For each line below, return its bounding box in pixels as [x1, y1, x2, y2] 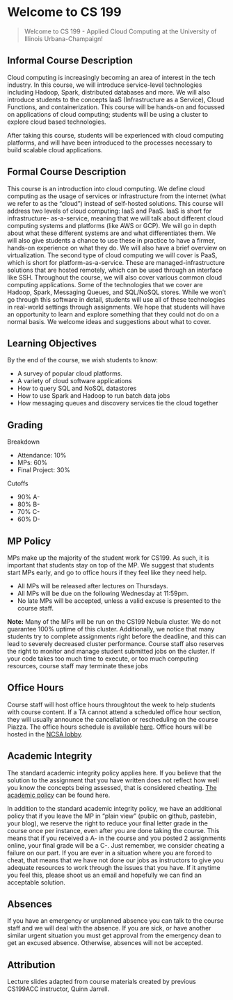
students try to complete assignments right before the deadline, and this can [7, 632, 227, 640]
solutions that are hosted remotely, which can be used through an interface [7, 266, 223, 274]
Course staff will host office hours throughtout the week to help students [7, 700, 216, 709]
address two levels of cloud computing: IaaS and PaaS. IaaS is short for [7, 207, 212, 215]
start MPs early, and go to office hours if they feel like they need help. [7, 568, 207, 576]
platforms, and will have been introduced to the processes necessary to [7, 138, 214, 147]
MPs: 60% [17, 458, 48, 467]
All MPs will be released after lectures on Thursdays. [17, 582, 168, 590]
